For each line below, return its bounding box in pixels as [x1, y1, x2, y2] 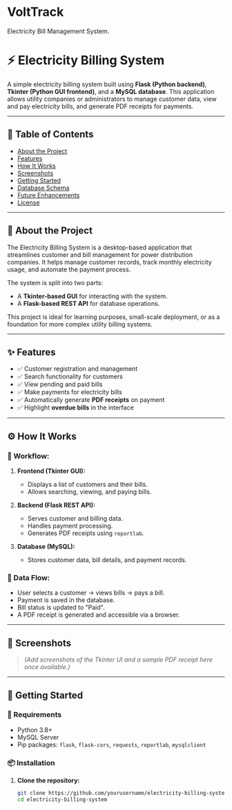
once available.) [23, 663, 70, 671]
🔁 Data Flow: [7, 572, 50, 582]
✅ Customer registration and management [17, 365, 138, 373]
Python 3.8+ [17, 726, 53, 734]
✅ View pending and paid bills [17, 380, 103, 389]
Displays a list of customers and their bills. [27, 481, 148, 488]
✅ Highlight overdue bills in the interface [17, 403, 135, 412]
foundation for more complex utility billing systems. [7, 320, 153, 328]
